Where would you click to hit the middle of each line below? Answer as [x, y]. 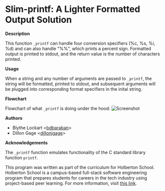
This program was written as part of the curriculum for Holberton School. [80, 167]
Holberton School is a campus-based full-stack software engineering [76, 173]
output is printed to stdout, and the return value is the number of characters [82, 54]
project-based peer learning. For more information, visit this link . [71, 183]
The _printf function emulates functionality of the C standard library [75, 152]
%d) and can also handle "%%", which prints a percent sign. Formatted [78, 48]
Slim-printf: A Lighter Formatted [73, 9]
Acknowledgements [27, 143]
